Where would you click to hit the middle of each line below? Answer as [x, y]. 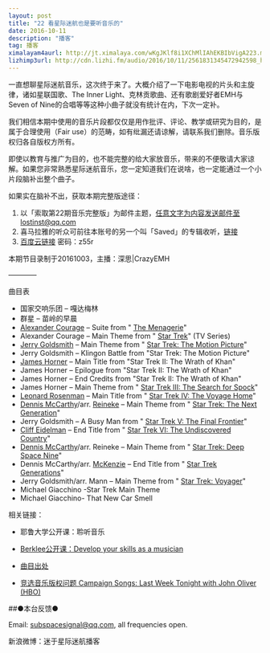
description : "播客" [41, 38]
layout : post [30, 16]
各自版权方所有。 [50, 141]
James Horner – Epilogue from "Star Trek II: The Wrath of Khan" [126, 369]
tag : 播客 [23, 46]
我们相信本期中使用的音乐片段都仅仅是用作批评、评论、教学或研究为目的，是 [135, 121]
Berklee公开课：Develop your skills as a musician [101, 549]
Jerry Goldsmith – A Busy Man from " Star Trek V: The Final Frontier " [133, 421]
